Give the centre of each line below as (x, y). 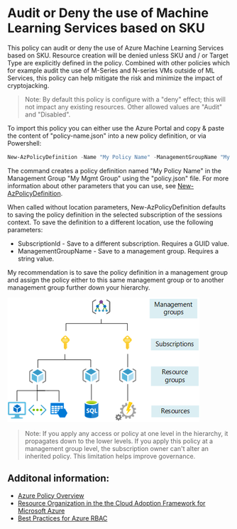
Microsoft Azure (41, 511)
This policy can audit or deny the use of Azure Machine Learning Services (116, 48)
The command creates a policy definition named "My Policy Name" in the (115, 170)
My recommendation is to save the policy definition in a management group (118, 272)
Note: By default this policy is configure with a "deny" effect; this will (125, 99)
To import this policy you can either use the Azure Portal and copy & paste (116, 128)
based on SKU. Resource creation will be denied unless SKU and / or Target (118, 55)
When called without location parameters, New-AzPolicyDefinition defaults (116, 207)
